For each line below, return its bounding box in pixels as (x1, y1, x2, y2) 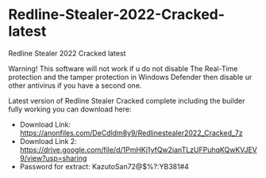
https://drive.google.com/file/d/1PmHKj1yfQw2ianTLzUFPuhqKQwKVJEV (19, 145, 258, 154)
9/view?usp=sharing (19, 153, 87, 163)
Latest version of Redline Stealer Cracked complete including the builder (8, 96, 245, 105)
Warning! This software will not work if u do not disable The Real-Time (8, 63, 238, 73)
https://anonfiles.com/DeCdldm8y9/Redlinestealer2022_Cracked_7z (19, 128, 244, 138)
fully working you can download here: (8, 104, 132, 114)
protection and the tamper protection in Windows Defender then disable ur (8, 72, 253, 81)
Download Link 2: (19, 136, 77, 146)
